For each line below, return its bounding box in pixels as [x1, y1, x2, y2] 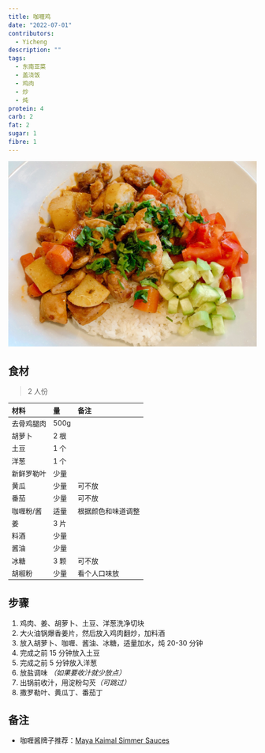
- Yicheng [15, 38, 47, 46]
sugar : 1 [8, 130, 37, 138]
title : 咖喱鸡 [8, 13, 51, 21]
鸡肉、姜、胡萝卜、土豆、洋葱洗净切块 [19, 619, 144, 628]
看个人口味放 [77, 568, 120, 577]
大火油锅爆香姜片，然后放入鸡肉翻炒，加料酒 [19, 629, 166, 638]
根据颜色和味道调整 [77, 506, 140, 516]
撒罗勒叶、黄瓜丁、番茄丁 [19, 688, 103, 698]
